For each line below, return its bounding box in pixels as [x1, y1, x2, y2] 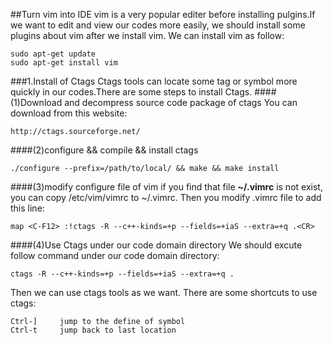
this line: [10, 202, 45, 214]
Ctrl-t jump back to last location [10, 325, 177, 335]
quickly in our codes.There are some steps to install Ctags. [10, 86, 253, 98]
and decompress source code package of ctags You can [64, 97, 298, 108]
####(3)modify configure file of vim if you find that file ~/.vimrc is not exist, [10, 181, 323, 193]
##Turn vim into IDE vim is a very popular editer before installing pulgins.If [10, 9, 316, 20]
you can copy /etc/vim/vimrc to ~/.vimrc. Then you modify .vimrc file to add [10, 192, 322, 203]
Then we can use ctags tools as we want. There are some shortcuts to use [10, 287, 318, 298]
